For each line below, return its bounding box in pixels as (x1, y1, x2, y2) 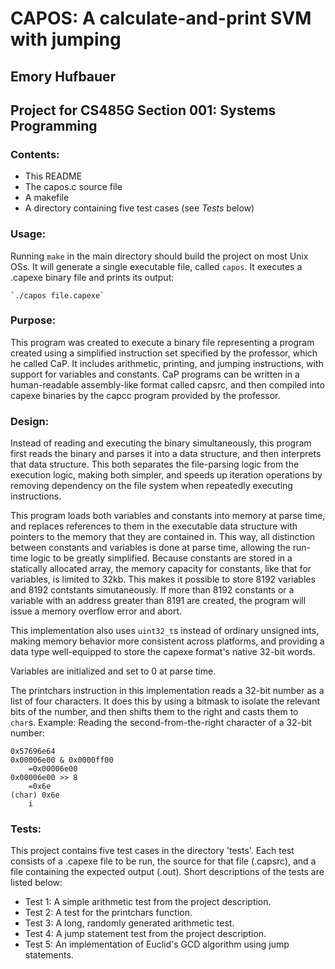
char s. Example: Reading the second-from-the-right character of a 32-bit (10, 717, 312, 729)
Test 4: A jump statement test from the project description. (24, 928, 267, 940)
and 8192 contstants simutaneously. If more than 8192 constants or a (10, 584, 295, 596)
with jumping (10, 28, 122, 51)
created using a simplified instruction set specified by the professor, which (10, 347, 318, 359)
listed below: (10, 877, 63, 889)
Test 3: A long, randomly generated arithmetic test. (24, 917, 235, 929)
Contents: (10, 147, 60, 161)
